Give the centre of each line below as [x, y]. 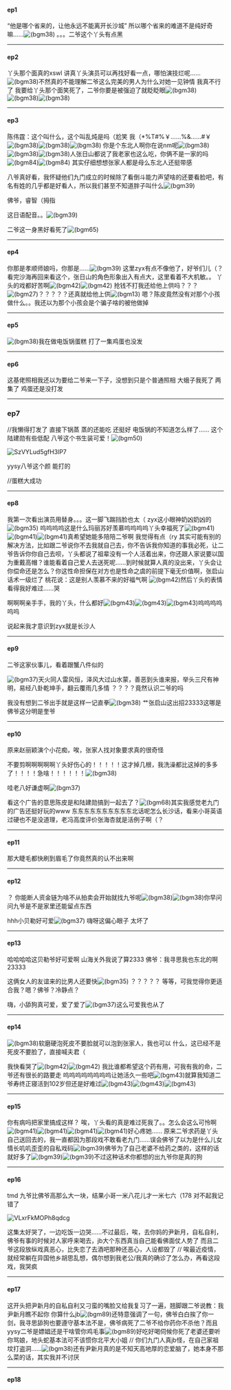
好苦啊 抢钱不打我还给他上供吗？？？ [114, 285]
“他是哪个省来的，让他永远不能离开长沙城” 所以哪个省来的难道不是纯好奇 [110, 26]
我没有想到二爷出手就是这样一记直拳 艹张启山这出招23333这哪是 [114, 703]
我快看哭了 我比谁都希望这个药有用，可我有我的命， [112, 1066]
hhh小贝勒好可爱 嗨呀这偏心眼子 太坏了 [78, 920]
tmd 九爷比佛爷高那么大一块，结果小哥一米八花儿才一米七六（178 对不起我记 [115, 1196]
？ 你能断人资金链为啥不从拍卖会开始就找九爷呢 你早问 [114, 897]
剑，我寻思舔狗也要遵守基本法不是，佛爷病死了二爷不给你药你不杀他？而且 [112, 1323]
